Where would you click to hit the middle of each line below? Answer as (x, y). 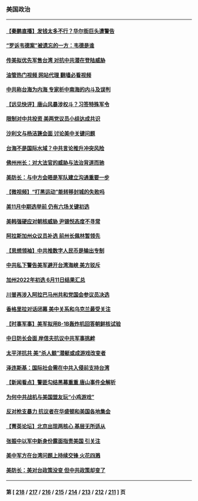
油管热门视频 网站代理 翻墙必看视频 (49, 75)
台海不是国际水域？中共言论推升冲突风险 (55, 148)
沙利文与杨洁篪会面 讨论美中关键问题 (51, 134)
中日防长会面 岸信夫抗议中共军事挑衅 (51, 338)
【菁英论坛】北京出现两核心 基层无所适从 (56, 426)
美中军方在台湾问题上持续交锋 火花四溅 (53, 455)
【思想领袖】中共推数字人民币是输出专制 (55, 250)
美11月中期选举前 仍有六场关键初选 (48, 207)
